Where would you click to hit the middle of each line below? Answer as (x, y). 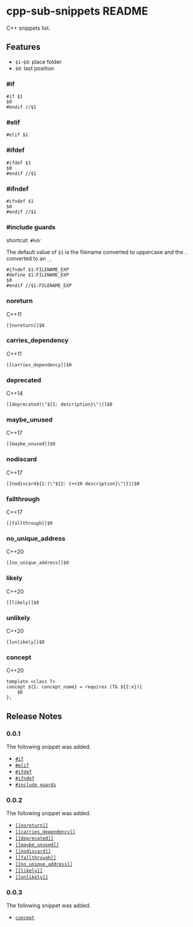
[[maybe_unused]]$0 (31, 444)
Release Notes (34, 716)
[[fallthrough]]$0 (29, 524)
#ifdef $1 (19, 163)
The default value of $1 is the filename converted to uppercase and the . (97, 252)
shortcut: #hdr (24, 241)
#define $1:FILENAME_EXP (38, 275)
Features (23, 47)
